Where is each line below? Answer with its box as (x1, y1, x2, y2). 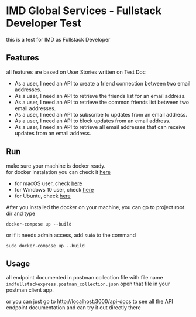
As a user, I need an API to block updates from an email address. (14, 117, 171, 124)
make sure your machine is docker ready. (6, 162, 106, 169)
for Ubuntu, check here (14, 192, 71, 199)
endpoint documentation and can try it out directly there (6, 304, 142, 311)
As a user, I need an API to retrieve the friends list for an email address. (14, 92, 186, 99)
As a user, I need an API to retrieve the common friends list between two (14, 98, 190, 105)
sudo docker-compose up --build (6, 243, 85, 248)
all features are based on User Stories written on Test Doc (6, 69, 146, 76)
